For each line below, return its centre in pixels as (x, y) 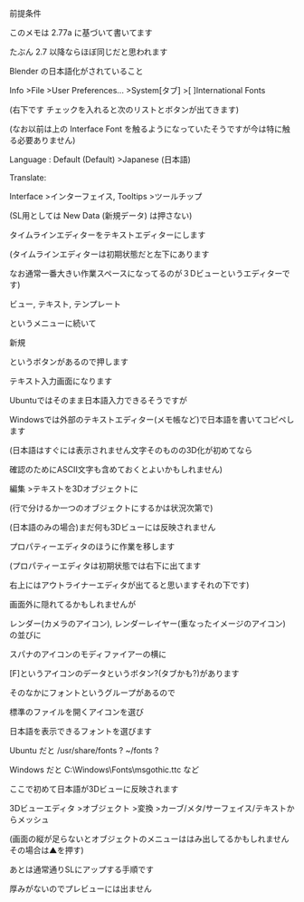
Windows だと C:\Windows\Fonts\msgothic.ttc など (104, 770)
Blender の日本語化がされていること (76, 71)
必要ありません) (46, 140)
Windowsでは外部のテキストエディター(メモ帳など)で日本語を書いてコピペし (152, 419)
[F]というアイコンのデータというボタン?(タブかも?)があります (124, 673)
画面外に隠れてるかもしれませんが (73, 604)
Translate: (28, 178)
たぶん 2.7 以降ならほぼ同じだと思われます (89, 52)
